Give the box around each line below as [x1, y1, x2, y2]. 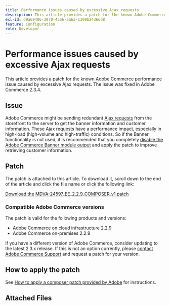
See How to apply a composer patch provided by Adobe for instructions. [5, 279, 156, 285]
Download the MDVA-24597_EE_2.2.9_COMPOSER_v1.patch [5, 191, 129, 197]
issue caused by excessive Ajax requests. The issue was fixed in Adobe [5, 81, 155, 87]
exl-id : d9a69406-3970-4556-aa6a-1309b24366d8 [5, 17, 105, 22]
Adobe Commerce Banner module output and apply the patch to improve [5, 142, 157, 148]
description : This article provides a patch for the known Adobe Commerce [5, 12, 166, 17]
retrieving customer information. [5, 147, 72, 153]
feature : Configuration [5, 21, 56, 27]
